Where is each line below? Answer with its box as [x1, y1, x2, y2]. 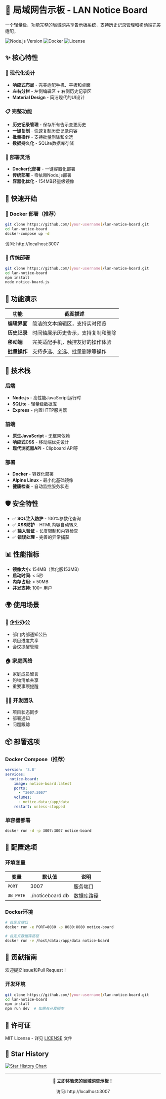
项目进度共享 [12, 637, 39, 643]
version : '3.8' [5, 768, 37, 772]
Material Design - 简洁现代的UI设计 [12, 94, 85, 100]
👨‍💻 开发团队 [5, 697, 34, 704]
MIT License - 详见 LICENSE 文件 [5, 1035, 73, 1041]
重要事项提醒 [12, 683, 39, 689]
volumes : [14, 795, 32, 800]
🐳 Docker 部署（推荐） [5, 210, 59, 217]
